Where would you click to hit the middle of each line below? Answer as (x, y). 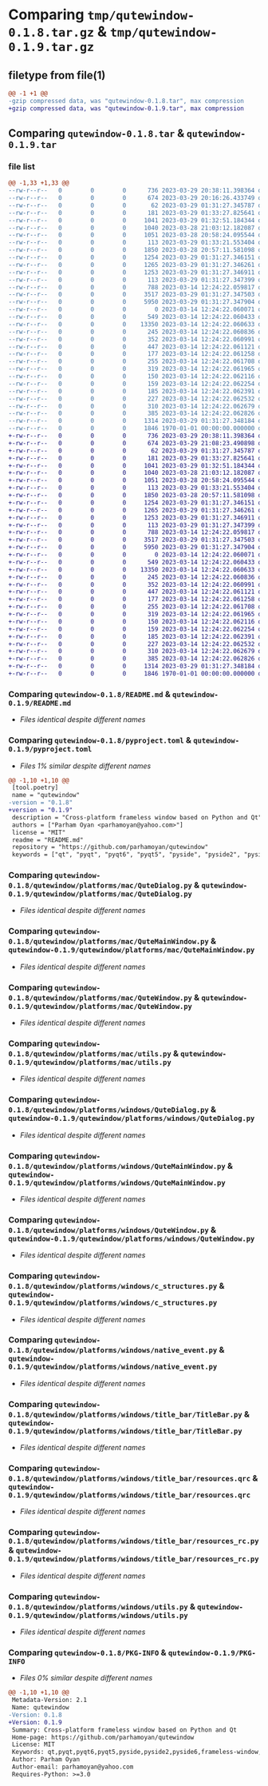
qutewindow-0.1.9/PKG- (212, 1653)
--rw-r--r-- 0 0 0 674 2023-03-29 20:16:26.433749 (132, 198)
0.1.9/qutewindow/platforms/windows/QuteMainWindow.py (117, 1182)
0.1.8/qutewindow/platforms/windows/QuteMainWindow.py (117, 1166)
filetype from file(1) (57, 75)
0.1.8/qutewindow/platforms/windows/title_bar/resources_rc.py (134, 1541)
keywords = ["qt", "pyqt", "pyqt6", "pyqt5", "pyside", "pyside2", (126, 855)
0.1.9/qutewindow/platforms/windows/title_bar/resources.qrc (130, 1495)
